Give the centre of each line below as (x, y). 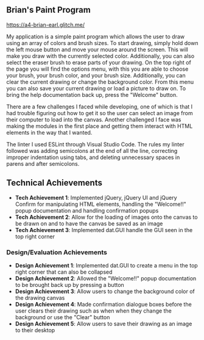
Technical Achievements (54, 183)
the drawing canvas (40, 297)
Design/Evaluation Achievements (57, 252)
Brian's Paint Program (49, 10)
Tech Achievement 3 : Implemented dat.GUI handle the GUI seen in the (104, 230)
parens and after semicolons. (43, 163)
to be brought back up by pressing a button (70, 285)
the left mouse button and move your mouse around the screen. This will (97, 49)
